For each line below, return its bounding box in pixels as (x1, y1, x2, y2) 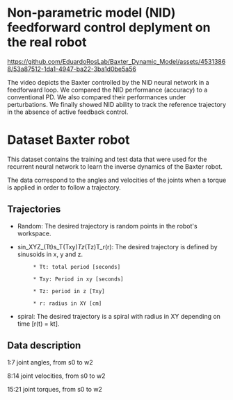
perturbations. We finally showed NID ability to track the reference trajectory (7, 100, 227, 108)
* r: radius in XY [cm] (33, 300, 102, 307)
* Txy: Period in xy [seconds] (33, 276, 124, 283)
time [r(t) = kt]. (17, 319, 60, 328)
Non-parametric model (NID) (7, 5, 176, 21)
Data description (7, 340, 81, 351)
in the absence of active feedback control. (7, 108, 129, 116)
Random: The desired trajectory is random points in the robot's (17, 222, 198, 230)
